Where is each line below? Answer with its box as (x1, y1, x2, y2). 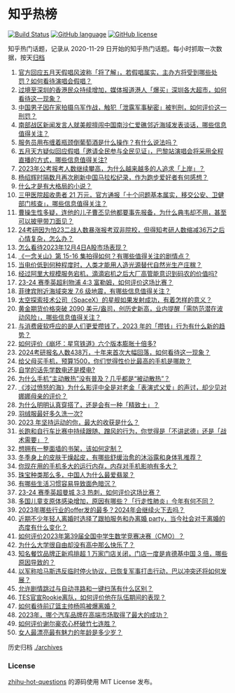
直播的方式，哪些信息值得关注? (17, 155, 108, 164)
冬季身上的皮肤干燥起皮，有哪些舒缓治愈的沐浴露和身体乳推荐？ (17, 453, 202, 461)
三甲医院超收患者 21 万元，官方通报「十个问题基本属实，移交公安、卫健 (17, 190, 225, 199)
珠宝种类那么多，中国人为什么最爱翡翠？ (17, 470, 135, 479)
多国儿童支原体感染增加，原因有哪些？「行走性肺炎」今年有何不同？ (17, 496, 215, 505)
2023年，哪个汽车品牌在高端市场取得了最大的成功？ (17, 610, 169, 619)
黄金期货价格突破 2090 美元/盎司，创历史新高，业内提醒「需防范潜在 (17, 304, 218, 312)
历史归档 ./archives (8, 643, 63, 651)
